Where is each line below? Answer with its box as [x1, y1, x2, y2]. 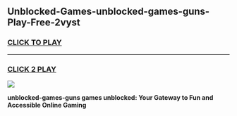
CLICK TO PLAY [7, 38, 62, 48]
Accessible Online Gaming [7, 101, 87, 109]
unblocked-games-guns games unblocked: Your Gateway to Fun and [7, 93, 214, 101]
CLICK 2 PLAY [7, 64, 56, 74]
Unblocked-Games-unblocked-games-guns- [7, 6, 210, 18]
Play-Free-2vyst [7, 17, 81, 29]
